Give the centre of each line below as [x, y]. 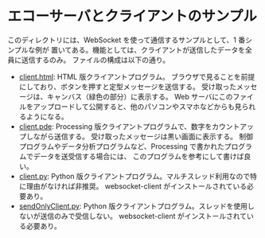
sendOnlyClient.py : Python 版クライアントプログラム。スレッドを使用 [133, 206]
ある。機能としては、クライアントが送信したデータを [158, 49]
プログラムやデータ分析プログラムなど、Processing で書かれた [121, 146]
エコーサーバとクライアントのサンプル [132, 16]
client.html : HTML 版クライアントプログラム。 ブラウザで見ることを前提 [137, 76]
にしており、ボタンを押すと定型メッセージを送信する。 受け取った [128, 86]
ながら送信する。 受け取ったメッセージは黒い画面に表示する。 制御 [143, 136]
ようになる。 [47, 116]
